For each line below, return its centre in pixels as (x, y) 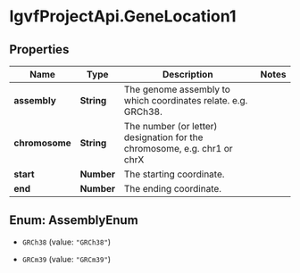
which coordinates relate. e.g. (186, 100)
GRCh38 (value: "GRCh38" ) (67, 242)
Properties (39, 50)
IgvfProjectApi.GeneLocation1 (123, 17)
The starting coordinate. (174, 174)
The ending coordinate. (172, 189)
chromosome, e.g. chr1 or (179, 149)
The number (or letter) (171, 126)
